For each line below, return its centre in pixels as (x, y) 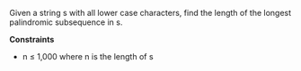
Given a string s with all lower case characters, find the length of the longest (150, 13)
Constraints (32, 39)
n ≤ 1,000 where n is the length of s (88, 56)
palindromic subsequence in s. (66, 22)
